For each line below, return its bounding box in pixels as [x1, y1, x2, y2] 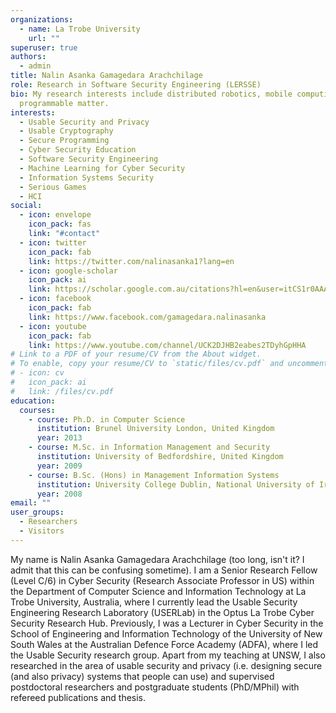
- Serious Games [19, 182, 87, 192]
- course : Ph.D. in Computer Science [28, 414, 186, 425]
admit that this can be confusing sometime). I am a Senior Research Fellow [10, 564, 318, 576]
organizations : [10, 14, 74, 25]
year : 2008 [36, 489, 83, 499]
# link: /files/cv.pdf [10, 386, 114, 396]
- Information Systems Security [19, 172, 155, 183]
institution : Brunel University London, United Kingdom [36, 424, 275, 434]
